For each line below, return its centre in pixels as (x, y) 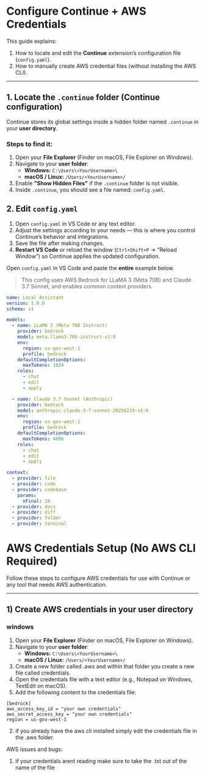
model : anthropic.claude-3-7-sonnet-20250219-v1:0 (83, 411)
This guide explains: (31, 41)
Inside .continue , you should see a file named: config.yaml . (90, 190)
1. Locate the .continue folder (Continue (83, 97)
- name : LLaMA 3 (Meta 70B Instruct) (60, 326)
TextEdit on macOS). (41, 686)
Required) (32, 561)
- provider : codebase (39, 489)
